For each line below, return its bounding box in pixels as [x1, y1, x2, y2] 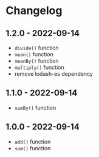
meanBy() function [14, 57, 59, 64]
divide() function [14, 44, 59, 51]
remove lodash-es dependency [14, 70, 94, 77]
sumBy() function [14, 104, 56, 111]
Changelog [5, 4, 63, 18]
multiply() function [14, 64, 64, 71]
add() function [14, 138, 51, 145]
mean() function [14, 51, 54, 58]
